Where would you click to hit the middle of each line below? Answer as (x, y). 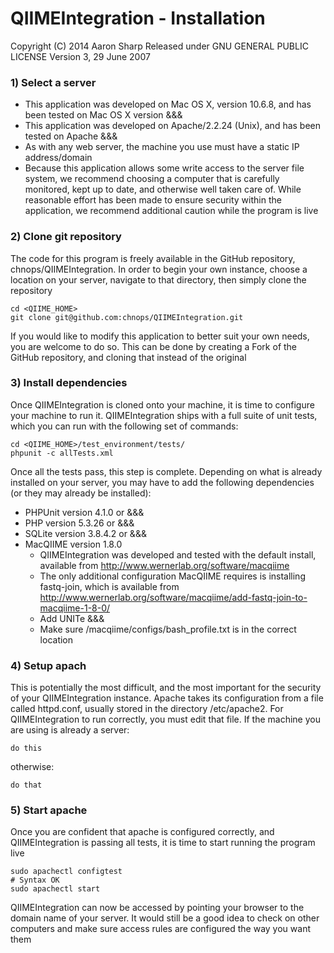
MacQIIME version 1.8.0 (73, 544)
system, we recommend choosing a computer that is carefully (152, 179)
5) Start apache (49, 810)
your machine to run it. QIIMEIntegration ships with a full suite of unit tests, (164, 415)
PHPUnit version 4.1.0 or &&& (84, 512)
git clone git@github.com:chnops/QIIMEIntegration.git (127, 317)
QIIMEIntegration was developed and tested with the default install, (178, 554)
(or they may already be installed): (81, 493)
